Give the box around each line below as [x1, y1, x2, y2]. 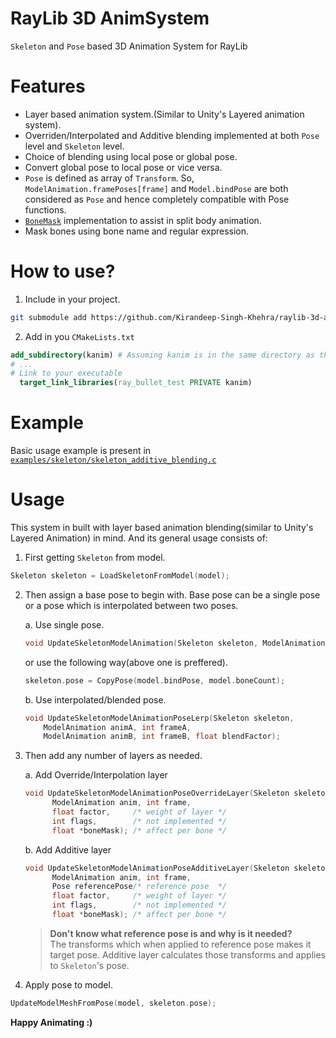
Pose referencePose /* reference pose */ [51, 882, 227, 892]
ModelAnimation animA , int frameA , [43, 722, 192, 732]
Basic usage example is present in [10, 445, 152, 457]
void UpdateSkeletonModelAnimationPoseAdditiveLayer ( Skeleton [24, 863, 290, 873]
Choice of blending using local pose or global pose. [24, 150, 238, 162]
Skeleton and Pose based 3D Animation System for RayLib [10, 40, 248, 52]
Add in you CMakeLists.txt [24, 330, 135, 342]
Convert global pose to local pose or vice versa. [24, 161, 223, 173]
